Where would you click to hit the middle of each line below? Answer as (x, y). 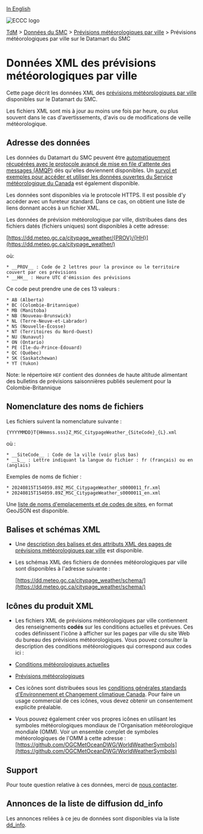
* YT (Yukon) (23, 363)
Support (22, 770)
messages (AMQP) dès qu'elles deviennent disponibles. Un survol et (92, 170)
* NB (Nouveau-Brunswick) (39, 316)
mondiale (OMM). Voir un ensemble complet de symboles (87, 732)
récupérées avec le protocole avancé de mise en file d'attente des (89, 164)
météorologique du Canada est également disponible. (73, 183)
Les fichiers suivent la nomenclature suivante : (64, 421)
